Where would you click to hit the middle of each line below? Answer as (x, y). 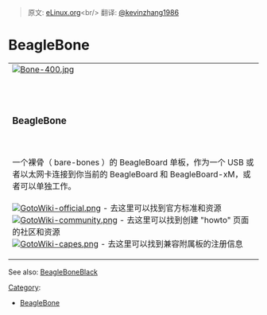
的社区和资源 (37, 231)
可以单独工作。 (48, 186)
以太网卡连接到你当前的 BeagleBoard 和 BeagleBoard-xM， (132, 174)
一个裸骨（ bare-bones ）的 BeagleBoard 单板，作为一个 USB (128, 162)
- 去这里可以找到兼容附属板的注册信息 (172, 243)
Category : (25, 287)
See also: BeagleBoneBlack (53, 272)
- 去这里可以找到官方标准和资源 (162, 208)
